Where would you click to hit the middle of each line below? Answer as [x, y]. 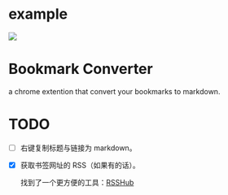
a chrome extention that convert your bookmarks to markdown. [114, 91]
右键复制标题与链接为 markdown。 [78, 148]
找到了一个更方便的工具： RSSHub [77, 182]
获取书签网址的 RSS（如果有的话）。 [80, 165]
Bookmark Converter [81, 69]
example [38, 14]
